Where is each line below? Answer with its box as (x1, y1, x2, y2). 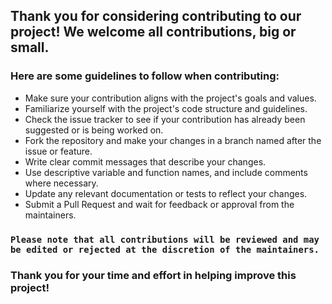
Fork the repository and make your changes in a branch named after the (24, 134, 322, 146)
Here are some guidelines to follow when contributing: (10, 69, 280, 83)
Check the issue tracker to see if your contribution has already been (24, 113, 306, 125)
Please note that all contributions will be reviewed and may (10, 234, 320, 245)
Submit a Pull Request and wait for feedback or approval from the (24, 198, 295, 210)
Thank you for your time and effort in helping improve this (10, 268, 297, 282)
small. (10, 39, 50, 56)
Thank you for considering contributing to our (10, 8, 302, 25)
